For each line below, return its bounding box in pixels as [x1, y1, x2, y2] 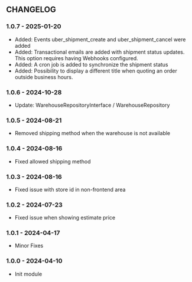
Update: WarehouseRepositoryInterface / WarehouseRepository [14, 101, 170, 109]
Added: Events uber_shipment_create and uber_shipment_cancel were [14, 35, 186, 43]
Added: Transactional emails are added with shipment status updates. [14, 48, 185, 55]
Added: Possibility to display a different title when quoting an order [14, 67, 177, 74]
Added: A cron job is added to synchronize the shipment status [14, 61, 168, 68]
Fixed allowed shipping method [14, 158, 91, 165]
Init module [14, 270, 43, 277]
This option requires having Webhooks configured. [14, 54, 139, 61]
